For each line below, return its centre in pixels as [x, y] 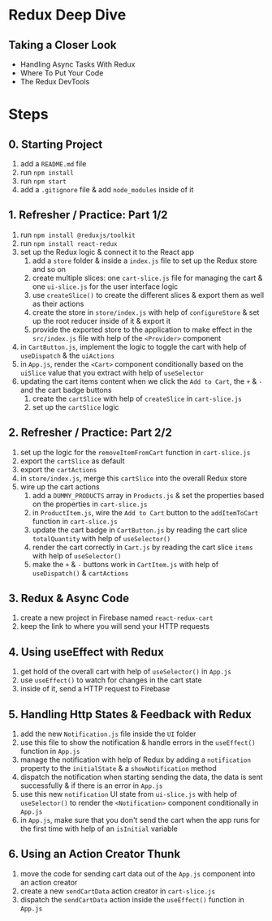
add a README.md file [53, 164]
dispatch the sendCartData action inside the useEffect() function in [132, 899]
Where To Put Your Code [62, 73]
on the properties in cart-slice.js [90, 504]
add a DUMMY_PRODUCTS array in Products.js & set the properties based [148, 495]
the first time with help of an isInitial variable [99, 828]
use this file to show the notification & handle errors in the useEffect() [138, 742]
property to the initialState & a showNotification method [118, 768]
